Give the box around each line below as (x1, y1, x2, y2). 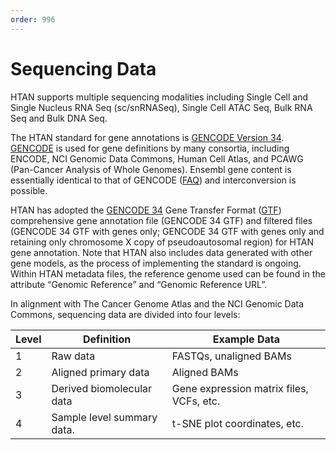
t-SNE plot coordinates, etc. (171, 416, 304, 430)
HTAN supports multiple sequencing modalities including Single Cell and (10, 91, 309, 103)
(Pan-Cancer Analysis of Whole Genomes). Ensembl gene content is (10, 163, 292, 175)
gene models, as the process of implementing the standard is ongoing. (10, 257, 302, 269)
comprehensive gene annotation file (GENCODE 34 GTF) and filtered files (10, 214, 313, 226)
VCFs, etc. (171, 394, 221, 408)
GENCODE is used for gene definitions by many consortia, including (10, 142, 290, 154)
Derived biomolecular (51, 381, 153, 395)
